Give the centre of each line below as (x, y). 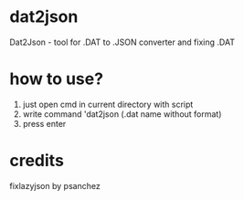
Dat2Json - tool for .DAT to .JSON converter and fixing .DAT (122, 42)
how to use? (56, 79)
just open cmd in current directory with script (108, 104)
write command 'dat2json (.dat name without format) (122, 114)
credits (37, 161)
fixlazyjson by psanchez (55, 185)
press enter (44, 123)
